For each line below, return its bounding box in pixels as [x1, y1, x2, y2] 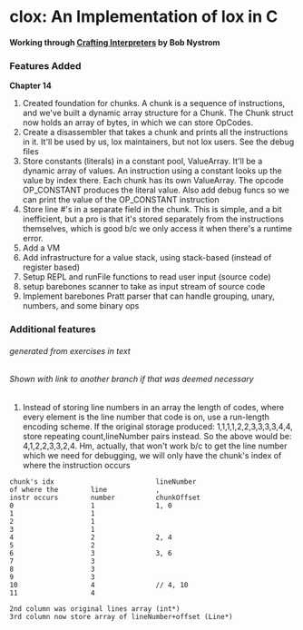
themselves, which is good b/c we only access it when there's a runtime [22, 223, 293, 234]
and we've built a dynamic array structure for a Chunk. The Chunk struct [22, 107, 294, 119]
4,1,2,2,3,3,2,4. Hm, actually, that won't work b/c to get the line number [22, 440, 288, 451]
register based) [22, 261, 80, 273]
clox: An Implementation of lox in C [9, 6, 279, 27]
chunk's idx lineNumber [9, 477, 197, 487]
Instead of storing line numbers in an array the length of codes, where [22, 401, 284, 412]
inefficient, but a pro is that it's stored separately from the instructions [22, 213, 284, 224]
